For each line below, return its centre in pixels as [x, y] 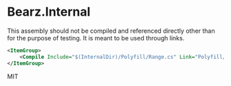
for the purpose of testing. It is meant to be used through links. [96, 38]
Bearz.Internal [49, 12]
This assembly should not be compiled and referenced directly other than [111, 31]
